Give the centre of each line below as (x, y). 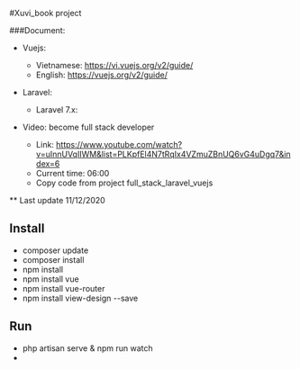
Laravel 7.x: (57, 110)
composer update (55, 250)
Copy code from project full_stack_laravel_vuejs (124, 183)
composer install (53, 259)
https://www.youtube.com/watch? (119, 144)
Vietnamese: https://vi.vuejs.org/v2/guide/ (114, 65)
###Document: (37, 30)
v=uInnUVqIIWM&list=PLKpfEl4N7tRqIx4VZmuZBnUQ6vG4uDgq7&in (163, 154)
